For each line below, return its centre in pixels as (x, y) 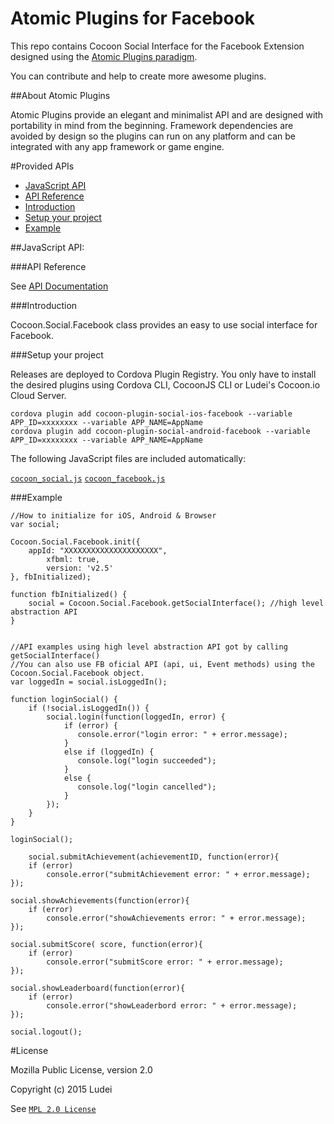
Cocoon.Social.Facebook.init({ (75, 542)
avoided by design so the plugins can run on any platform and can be (153, 136)
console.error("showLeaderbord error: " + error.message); (172, 1005)
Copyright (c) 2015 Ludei (61, 1089)
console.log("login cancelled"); (147, 787)
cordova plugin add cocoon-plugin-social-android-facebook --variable (160, 431)
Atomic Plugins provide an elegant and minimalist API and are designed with (167, 114)
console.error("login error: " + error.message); (182, 734)
